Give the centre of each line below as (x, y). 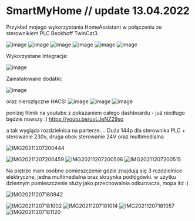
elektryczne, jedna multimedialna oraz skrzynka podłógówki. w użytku (91, 176)
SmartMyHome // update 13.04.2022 (98, 11)
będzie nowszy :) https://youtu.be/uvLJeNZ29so (65, 119)
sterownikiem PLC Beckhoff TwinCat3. (53, 33)
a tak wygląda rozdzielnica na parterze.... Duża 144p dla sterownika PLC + (96, 130)
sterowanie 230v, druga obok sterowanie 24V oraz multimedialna (85, 137)
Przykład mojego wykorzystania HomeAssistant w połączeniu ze (84, 27)
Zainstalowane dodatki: (34, 79)
